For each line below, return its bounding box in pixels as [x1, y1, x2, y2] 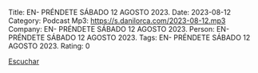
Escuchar [8, 56, 40, 66]
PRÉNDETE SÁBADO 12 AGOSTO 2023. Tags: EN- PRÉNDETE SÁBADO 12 [8, 33, 251, 42]
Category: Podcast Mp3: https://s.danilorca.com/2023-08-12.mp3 [8, 16, 226, 25]
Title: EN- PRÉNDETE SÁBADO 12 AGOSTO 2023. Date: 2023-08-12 [8, 8, 232, 17]
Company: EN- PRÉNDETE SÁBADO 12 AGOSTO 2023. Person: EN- [8, 25, 230, 33]
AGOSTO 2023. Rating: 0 [8, 41, 90, 51]
